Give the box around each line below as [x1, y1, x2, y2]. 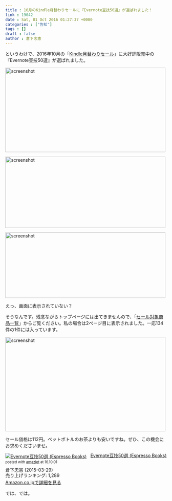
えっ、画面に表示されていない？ [5, 302, 73, 309]
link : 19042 [5, 12, 33, 17]
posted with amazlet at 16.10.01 [5, 459, 57, 465]
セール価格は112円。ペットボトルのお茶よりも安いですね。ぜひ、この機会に [5, 436, 164, 442]
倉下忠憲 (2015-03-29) [5, 467, 53, 473]
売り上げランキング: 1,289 [5, 472, 60, 478]
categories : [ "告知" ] [5, 21, 52, 27]
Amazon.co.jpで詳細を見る [5, 479, 61, 485]
